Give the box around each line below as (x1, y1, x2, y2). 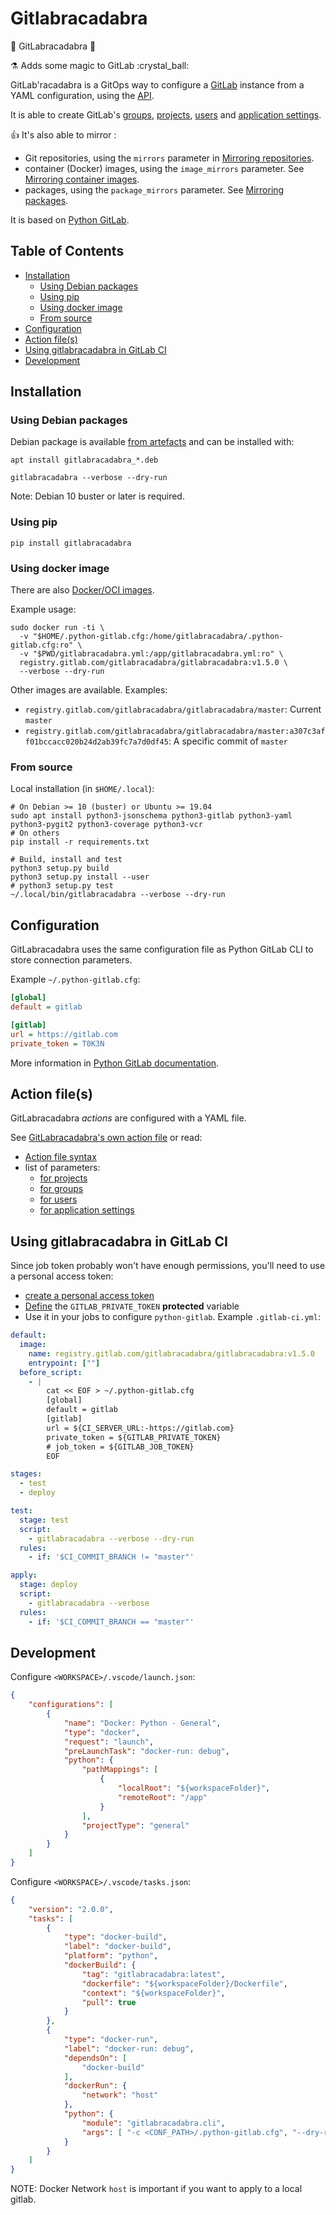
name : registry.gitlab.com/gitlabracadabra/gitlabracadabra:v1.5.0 (28, 1348, 315, 1359)
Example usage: (10, 603, 77, 616)
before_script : (19, 1367, 83, 1377)
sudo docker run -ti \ (10, 623, 105, 633)
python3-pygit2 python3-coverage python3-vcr (10, 820, 203, 830)
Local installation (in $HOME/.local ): (10, 783, 155, 795)
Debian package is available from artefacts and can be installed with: (10, 436, 295, 448)
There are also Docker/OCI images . (10, 584, 155, 596)
